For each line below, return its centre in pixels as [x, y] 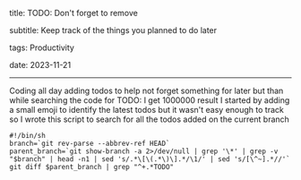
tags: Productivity [42, 47]
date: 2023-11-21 [40, 65]
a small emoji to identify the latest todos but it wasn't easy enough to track [146, 110]
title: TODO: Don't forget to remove [74, 13]
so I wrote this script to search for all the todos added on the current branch [149, 119]
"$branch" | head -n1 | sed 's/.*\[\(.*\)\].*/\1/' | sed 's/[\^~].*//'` [150, 159]
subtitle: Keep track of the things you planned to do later [113, 30]
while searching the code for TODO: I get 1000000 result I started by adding [150, 100]
